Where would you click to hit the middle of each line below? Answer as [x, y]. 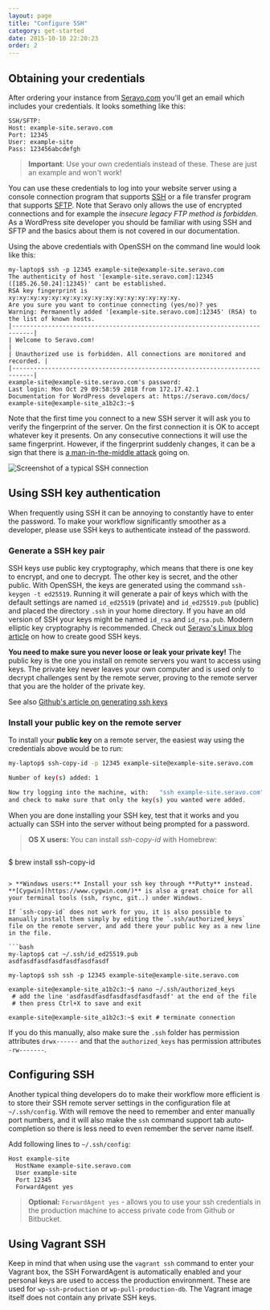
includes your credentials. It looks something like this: [97, 106]
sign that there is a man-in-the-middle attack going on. [99, 452]
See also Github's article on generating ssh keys [88, 702]
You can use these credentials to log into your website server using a [123, 188]
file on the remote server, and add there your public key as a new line [135, 926]
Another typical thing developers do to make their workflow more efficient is [134, 1094]
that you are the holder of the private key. [77, 686]
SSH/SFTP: [25, 121]
